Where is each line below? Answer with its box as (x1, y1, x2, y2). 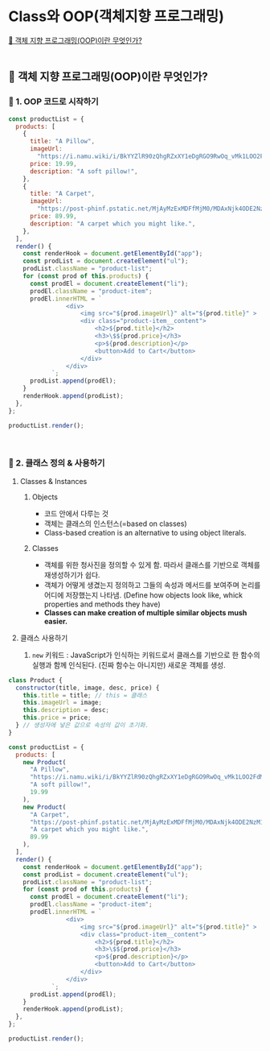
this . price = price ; (22, 714, 92, 722)
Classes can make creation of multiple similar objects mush (43, 607, 247, 617)
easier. (43, 616, 68, 626)
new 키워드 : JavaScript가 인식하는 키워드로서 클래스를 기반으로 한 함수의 (31, 650, 260, 660)
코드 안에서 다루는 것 (43, 508, 109, 518)
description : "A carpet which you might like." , (29, 219, 196, 228)
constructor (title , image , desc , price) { (15, 684, 160, 692)
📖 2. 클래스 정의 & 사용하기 (8, 457, 105, 469)
